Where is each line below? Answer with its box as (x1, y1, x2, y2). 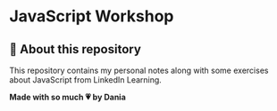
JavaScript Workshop (9, 6, 174, 27)
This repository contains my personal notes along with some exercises (9, 65, 269, 75)
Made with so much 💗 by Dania (9, 91, 127, 102)
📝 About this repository (9, 42, 141, 57)
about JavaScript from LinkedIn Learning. (9, 75, 163, 85)
